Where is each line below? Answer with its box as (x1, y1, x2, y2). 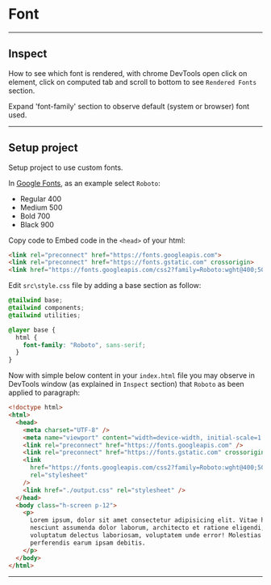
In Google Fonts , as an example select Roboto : (8, 178, 161, 188)
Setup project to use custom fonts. (8, 163, 123, 172)
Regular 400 (19, 193, 62, 203)
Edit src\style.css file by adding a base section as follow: (8, 281, 202, 290)
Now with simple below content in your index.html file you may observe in (8, 371, 256, 380)
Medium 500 (19, 202, 63, 212)
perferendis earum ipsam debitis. (29, 539, 147, 547)
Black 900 (19, 219, 55, 229)
